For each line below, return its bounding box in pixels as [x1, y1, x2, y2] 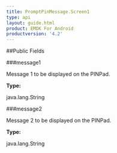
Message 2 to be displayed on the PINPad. [6, 117, 112, 124]
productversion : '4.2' [6, 31, 63, 37]
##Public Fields [6, 47, 45, 54]
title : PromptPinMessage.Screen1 [6, 8, 90, 15]
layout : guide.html [6, 20, 55, 26]
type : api [6, 14, 31, 20]
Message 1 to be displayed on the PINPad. [6, 71, 110, 78]
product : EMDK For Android [6, 25, 74, 32]
